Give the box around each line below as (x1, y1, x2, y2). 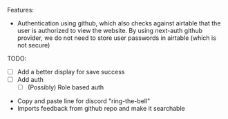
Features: (7, 6, 35, 14)
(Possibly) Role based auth (27, 83, 104, 91)
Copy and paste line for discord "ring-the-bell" (17, 97, 151, 105)
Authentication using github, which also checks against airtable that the (17, 19, 221, 27)
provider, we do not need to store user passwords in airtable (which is (17, 34, 216, 42)
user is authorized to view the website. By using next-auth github (17, 27, 202, 34)
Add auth (17, 76, 44, 84)
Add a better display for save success (17, 68, 125, 76)
